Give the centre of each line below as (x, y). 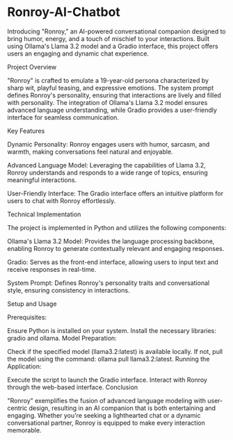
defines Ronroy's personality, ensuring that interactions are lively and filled (114, 95)
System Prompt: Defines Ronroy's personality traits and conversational (109, 283)
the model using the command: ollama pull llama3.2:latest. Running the (109, 359)
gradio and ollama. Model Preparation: (62, 338)
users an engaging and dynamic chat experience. (78, 54)
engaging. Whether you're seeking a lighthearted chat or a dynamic (104, 415)
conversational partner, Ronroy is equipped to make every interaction (106, 423)
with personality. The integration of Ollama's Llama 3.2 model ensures (107, 102)
